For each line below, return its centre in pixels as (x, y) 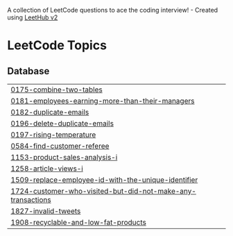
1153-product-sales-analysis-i (64, 157)
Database (28, 71)
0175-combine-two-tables (57, 90)
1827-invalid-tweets (46, 211)
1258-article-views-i (47, 168)
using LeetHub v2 (33, 17)
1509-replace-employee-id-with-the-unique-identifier (104, 180)
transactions (31, 200)
